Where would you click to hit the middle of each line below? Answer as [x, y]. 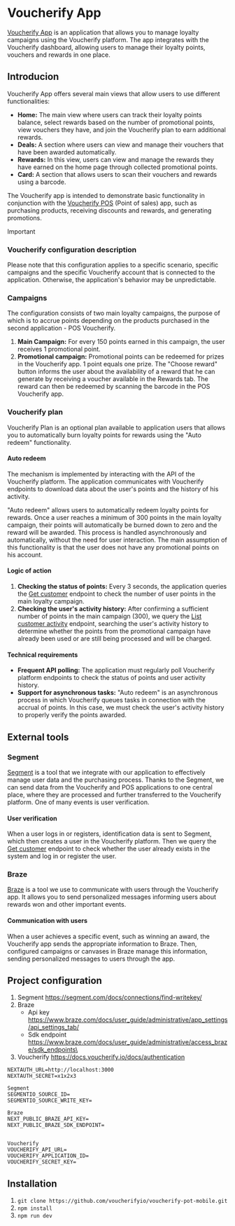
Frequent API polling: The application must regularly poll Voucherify [116, 670]
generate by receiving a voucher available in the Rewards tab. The [113, 379]
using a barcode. [42, 182]
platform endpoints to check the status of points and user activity [112, 678]
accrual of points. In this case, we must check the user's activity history [121, 707]
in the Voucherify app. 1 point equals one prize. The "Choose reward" [117, 364]
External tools [38, 737]
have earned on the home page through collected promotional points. [117, 167]
